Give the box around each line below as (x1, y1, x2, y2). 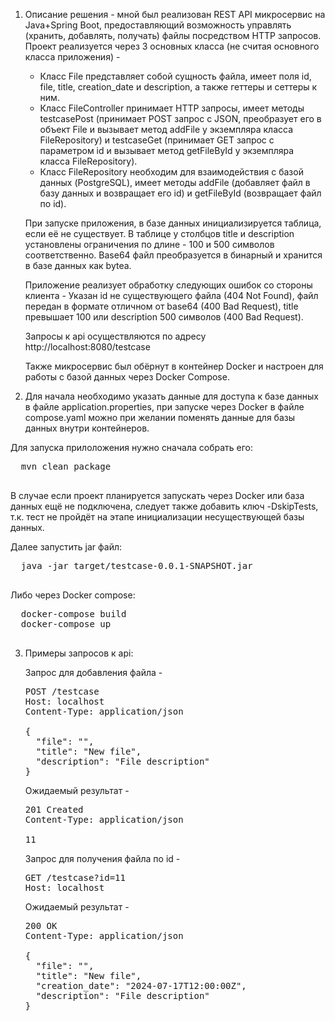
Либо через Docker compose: (10, 589, 136, 601)
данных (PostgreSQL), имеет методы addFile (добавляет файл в (39, 177, 311, 188)
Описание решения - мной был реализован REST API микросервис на (24, 9, 326, 20)
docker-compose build (20, 609, 127, 619)
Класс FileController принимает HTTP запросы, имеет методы (39, 102, 305, 114)
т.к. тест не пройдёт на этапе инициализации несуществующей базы (10, 511, 305, 523)
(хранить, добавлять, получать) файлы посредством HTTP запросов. (24, 30, 322, 41)
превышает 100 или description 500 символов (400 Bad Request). (24, 311, 304, 323)
